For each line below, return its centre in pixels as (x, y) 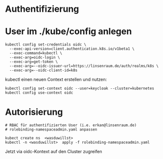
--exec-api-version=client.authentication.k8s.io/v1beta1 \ (72, 49)
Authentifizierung (42, 9)
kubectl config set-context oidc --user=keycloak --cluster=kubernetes (80, 89)
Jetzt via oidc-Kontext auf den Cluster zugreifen (54, 152)
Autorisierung (34, 112)
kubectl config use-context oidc (39, 93)
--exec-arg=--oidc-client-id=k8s (44, 70)
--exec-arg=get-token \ (34, 62)
